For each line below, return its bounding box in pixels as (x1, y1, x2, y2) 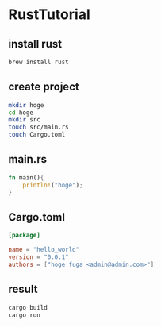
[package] (8, 232, 41, 240)
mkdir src (8, 116, 41, 124)
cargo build (8, 303, 48, 311)
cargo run (8, 311, 41, 319)
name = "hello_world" (8, 246, 80, 254)
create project (8, 80, 79, 94)
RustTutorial (8, 6, 90, 24)
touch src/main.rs (8, 123, 69, 132)
